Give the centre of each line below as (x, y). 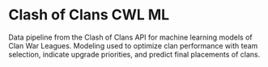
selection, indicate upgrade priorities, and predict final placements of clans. (134, 54)
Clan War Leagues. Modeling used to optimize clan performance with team (133, 45)
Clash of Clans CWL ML (89, 15)
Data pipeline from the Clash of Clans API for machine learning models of (130, 37)
